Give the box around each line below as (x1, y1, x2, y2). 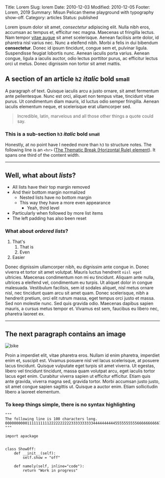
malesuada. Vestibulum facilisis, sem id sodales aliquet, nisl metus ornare (5, 285, 154, 291)
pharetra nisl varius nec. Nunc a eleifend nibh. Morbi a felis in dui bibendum (5, 40, 158, 46)
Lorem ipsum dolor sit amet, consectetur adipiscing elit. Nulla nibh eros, (5, 24, 151, 30)
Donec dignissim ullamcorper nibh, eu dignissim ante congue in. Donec (5, 264, 149, 270)
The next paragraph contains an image (5, 330, 126, 338)
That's (12, 239, 26, 245)
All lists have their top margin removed (12, 184, 90, 190)
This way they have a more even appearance (19, 199, 110, 205)
